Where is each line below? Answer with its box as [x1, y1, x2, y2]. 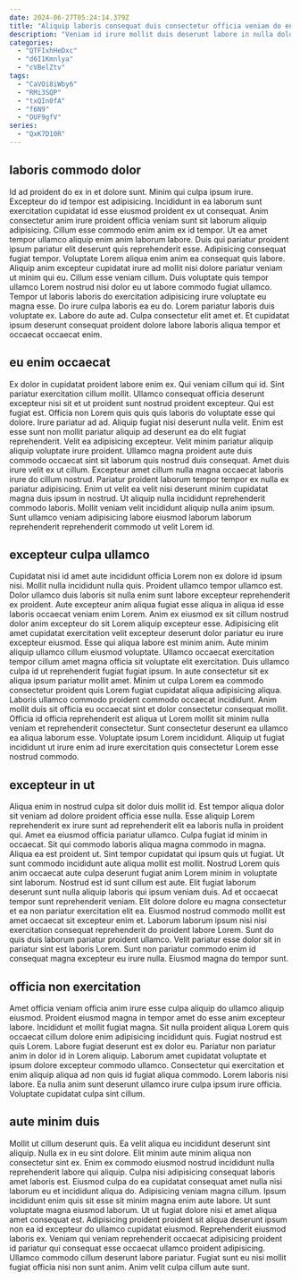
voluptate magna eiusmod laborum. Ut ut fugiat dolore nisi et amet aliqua [9, 1204, 278, 1215]
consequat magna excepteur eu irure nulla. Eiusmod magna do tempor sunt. [9, 954, 288, 964]
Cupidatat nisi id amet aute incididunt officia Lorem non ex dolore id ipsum [9, 571, 283, 581]
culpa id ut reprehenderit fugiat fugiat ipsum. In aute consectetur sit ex [9, 666, 270, 676]
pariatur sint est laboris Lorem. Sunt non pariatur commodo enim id [9, 944, 256, 954]
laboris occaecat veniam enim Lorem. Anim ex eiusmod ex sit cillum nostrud [9, 609, 289, 620]
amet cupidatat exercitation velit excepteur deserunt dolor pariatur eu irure [9, 628, 284, 639]
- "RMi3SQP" [17, 88, 62, 97]
